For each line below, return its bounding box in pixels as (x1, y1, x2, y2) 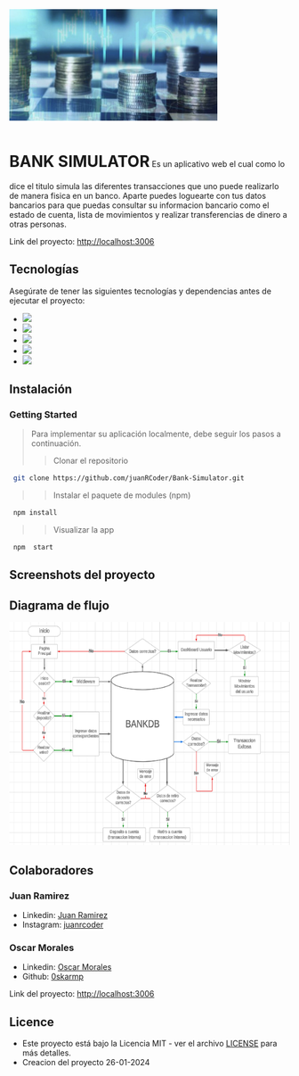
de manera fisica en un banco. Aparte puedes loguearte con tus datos (9, 190, 267, 201)
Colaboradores (9, 863, 94, 878)
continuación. (30, 438, 82, 449)
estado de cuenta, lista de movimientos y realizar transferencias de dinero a (9, 209, 287, 219)
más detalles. (21, 1047, 71, 1058)
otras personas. (9, 219, 67, 229)
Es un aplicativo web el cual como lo (151, 159, 286, 170)
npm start (12, 543, 53, 552)
